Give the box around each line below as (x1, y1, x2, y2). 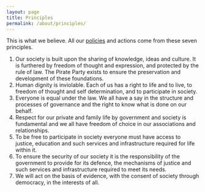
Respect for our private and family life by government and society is (15, 114, 187, 121)
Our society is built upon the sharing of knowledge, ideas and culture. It (15, 56, 196, 63)
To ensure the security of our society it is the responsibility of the (15, 153, 181, 160)
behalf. (15, 108, 33, 115)
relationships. (15, 127, 50, 135)
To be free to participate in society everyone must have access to (15, 133, 181, 141)
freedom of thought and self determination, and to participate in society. (15, 88, 198, 95)
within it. (15, 146, 37, 153)
